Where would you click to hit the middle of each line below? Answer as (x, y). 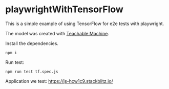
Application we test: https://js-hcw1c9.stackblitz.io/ (59, 81)
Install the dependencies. (32, 43)
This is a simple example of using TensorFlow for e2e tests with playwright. (85, 24)
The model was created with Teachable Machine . (57, 33)
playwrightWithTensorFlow (65, 9)
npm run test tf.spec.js (32, 72)
